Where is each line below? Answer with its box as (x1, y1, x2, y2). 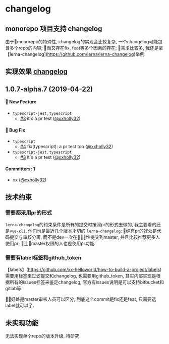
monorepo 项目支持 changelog (5, 24, 102, 33)
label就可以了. (5, 303, 34, 309)
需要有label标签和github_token (5, 254, 82, 261)
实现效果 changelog (5, 67, 68, 76)
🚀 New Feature (5, 99, 37, 105)
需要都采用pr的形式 (5, 209, 52, 216)
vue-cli (10, 229, 26, 234)
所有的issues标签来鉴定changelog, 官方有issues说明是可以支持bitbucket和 (9, 279, 164, 285)
